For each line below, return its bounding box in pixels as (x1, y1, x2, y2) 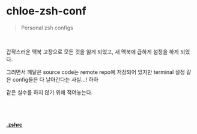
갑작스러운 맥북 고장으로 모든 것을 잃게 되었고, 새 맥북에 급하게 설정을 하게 (6, 48, 179, 55)
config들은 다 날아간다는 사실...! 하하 (12, 76, 99, 83)
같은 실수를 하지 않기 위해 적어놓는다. (6, 88, 93, 96)
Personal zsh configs (20, 24, 73, 31)
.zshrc (6, 121, 23, 128)
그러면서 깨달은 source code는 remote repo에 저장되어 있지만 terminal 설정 (6, 68, 185, 76)
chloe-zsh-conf (6, 4, 86, 18)
